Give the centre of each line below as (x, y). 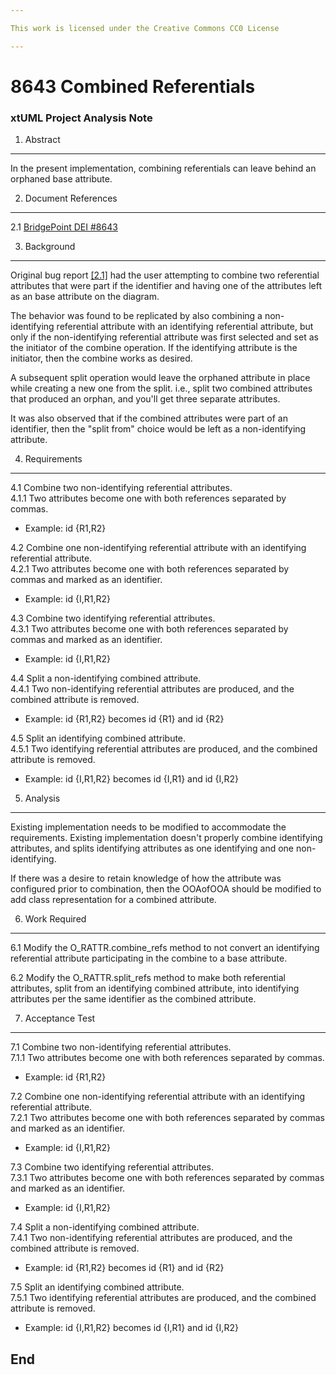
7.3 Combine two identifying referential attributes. (112, 1167)
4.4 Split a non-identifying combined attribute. (106, 678)
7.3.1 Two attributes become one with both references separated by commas (167, 1178)
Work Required (55, 919)
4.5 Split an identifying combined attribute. (98, 738)
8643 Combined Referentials (133, 86)
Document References (71, 198)
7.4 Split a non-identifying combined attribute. (105, 1227)
